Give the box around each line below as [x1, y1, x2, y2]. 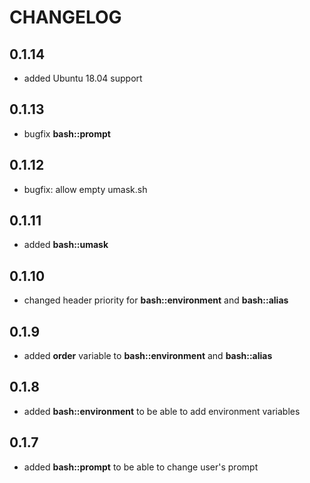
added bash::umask [23, 239, 109, 251]
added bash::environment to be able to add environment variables [23, 405, 301, 417]
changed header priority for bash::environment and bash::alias [23, 294, 289, 306]
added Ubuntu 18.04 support [23, 72, 143, 84]
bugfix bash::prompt [23, 127, 111, 140]
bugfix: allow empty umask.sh [23, 183, 148, 195]
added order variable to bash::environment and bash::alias [23, 350, 273, 362]
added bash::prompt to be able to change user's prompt [23, 461, 259, 473]
